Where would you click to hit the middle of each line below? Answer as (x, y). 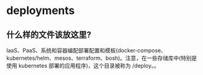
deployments (41, 11)
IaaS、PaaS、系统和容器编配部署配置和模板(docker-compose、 (87, 50)
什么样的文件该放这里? (49, 34)
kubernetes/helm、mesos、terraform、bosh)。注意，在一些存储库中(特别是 (102, 58)
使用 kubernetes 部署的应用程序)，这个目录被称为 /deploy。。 (83, 66)
